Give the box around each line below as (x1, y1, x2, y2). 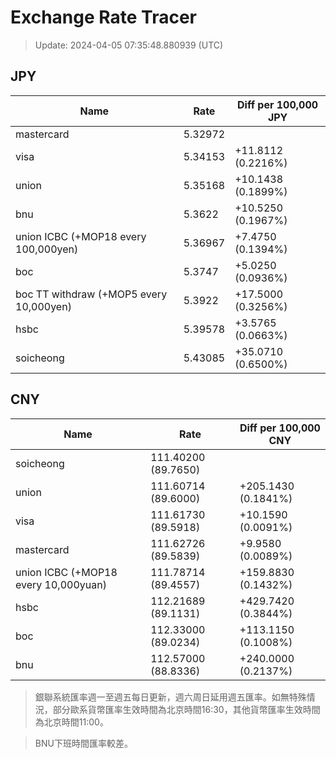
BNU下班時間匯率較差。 (34, 737, 133, 749)
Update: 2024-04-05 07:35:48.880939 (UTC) (34, 39, 224, 51)
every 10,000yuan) (15, 577, 107, 591)
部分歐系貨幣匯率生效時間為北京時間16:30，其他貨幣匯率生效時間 (52, 703, 321, 715)
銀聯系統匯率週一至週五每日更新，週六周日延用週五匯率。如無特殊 (34, 691, 307, 703)
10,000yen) (15, 299, 72, 313)
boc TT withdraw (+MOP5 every (15, 287, 168, 301)
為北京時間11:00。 (34, 716, 109, 728)
